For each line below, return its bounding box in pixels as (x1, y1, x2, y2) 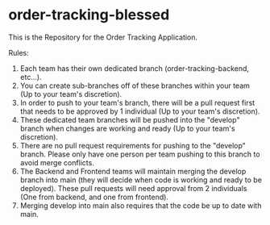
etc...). (19, 72, 42, 81)
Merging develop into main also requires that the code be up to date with (19, 200, 262, 210)
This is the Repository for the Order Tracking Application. (8, 32, 198, 42)
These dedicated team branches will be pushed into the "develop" (19, 115, 240, 124)
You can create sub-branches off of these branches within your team (19, 81, 250, 90)
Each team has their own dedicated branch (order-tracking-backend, (19, 63, 250, 73)
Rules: (8, 48, 30, 57)
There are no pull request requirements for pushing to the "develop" (19, 140, 246, 150)
